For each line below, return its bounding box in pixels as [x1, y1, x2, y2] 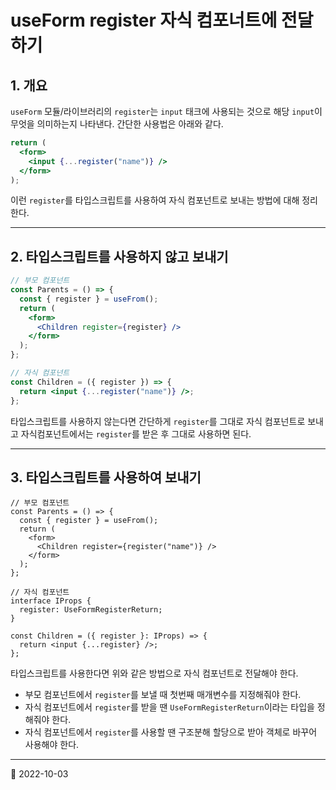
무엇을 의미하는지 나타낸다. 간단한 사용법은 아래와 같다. [10, 118, 224, 130]
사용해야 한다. [24, 739, 80, 751]
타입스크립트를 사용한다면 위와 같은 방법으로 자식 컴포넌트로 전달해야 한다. [10, 667, 299, 680]
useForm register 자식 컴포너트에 [10, 9, 278, 32]
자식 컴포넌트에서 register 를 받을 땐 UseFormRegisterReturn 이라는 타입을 [24, 701, 315, 713]
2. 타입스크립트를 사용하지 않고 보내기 [10, 248, 229, 265]
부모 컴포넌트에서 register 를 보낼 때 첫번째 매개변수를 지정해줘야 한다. [24, 689, 302, 701]
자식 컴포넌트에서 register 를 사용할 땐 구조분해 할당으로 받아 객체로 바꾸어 [24, 726, 318, 738]
